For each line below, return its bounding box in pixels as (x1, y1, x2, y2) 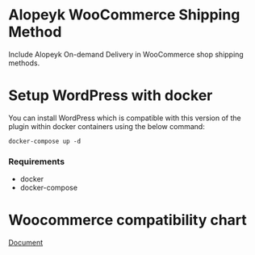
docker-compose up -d (8, 137, 82, 145)
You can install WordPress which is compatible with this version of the (8, 113, 241, 123)
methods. (8, 58, 40, 68)
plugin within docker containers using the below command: (8, 121, 206, 131)
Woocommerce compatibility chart (8, 211, 248, 229)
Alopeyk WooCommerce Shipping (8, 6, 240, 24)
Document (8, 238, 44, 248)
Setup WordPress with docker (8, 86, 213, 105)
